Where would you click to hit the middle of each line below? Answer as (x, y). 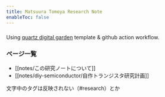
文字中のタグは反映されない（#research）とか (63, 88)
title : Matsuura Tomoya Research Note (54, 12)
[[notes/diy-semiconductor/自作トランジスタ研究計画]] (82, 76)
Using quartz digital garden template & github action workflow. (83, 37)
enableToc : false (28, 17)
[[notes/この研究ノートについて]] (55, 68)
